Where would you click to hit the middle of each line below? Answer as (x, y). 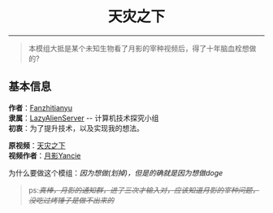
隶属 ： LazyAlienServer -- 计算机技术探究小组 (84, 118)
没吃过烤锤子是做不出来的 (71, 200)
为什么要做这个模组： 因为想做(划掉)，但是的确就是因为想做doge (116, 172)
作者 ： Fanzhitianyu (41, 107)
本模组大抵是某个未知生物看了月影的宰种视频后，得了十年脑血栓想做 (142, 48)
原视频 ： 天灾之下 (37, 145)
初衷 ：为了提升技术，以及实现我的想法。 (76, 128)
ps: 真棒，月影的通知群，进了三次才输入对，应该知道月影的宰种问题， (144, 190)
